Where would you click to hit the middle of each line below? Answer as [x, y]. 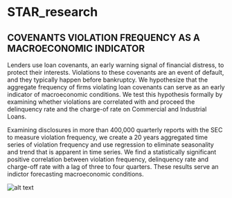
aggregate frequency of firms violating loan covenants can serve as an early [116, 87]
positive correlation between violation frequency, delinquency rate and [108, 159]
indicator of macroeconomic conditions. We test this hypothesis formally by [115, 94]
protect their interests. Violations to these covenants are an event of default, [116, 72]
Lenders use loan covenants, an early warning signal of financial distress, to [116, 65]
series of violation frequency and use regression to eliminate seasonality [111, 145]
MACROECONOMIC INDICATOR [76, 48]
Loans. [17, 116]
